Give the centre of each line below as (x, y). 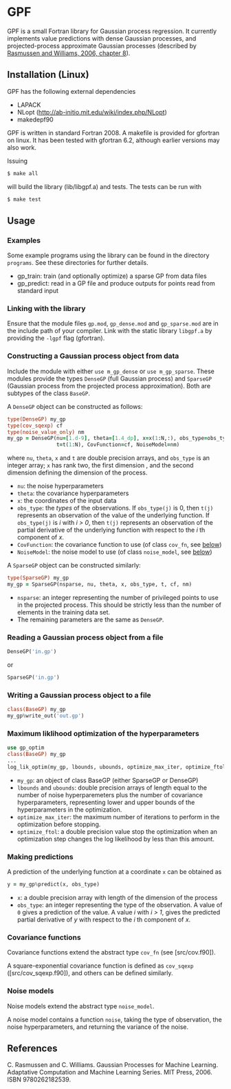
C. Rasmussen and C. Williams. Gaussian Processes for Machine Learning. (113, 1065)
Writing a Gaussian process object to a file (79, 695)
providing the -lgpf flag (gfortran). (56, 338)
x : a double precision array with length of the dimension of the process (117, 897)
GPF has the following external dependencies (71, 91)
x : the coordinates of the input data (67, 501)
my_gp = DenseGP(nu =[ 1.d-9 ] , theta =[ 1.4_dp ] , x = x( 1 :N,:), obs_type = (107, 439)
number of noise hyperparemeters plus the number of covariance (110, 795)
